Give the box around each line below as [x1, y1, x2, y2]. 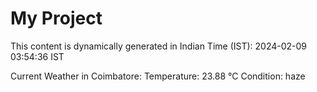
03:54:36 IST [10, 50, 65, 62]
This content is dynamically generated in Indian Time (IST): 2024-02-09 [10, 40, 308, 52]
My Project [10, 7, 103, 30]
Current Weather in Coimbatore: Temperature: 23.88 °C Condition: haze [10, 70, 306, 82]
